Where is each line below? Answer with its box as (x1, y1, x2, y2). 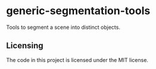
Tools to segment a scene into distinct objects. (6, 24, 121, 31)
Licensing (6, 41, 43, 51)
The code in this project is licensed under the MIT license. (6, 56, 149, 63)
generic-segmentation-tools (6, 4, 151, 18)
